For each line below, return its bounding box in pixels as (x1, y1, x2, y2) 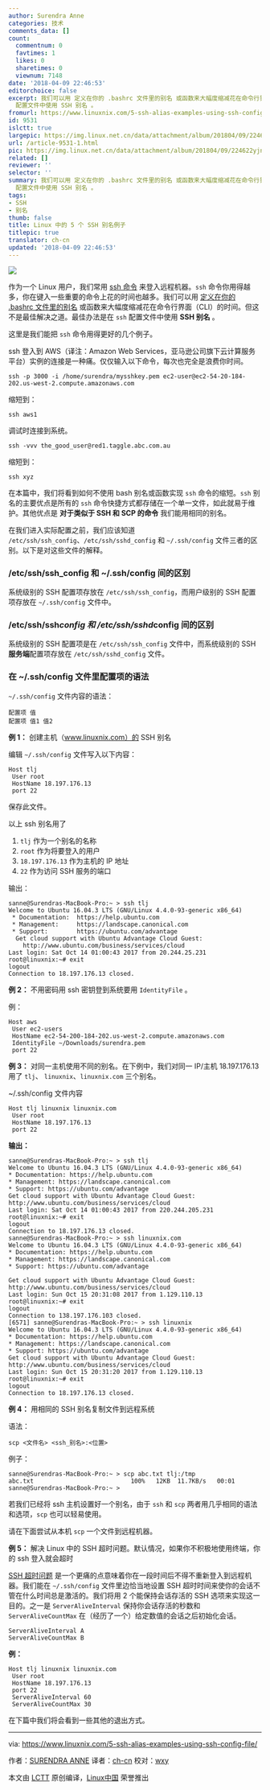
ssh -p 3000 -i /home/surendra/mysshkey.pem (8, 372, 160, 381)
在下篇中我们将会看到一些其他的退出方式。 (8, 1715, 149, 1725)
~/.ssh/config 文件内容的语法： (8, 691, 114, 701)
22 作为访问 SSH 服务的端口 (19, 866, 112, 875)
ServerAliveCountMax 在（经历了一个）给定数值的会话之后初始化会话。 (8, 1611, 241, 1620)
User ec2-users (11, 1025, 63, 1033)
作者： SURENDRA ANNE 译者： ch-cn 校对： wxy (8, 1755, 170, 1765)
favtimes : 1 (15, 49, 56, 57)
